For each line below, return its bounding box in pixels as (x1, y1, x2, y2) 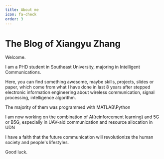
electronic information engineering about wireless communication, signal (5, 89, 155, 95)
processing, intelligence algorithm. (5, 95, 76, 101)
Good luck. (5, 149, 28, 155)
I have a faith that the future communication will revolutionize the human (5, 134, 154, 140)
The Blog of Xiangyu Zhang (5, 38, 121, 49)
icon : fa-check (5, 12, 37, 17)
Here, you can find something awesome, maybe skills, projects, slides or (5, 79, 154, 85)
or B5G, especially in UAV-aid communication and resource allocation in (5, 119, 153, 125)
